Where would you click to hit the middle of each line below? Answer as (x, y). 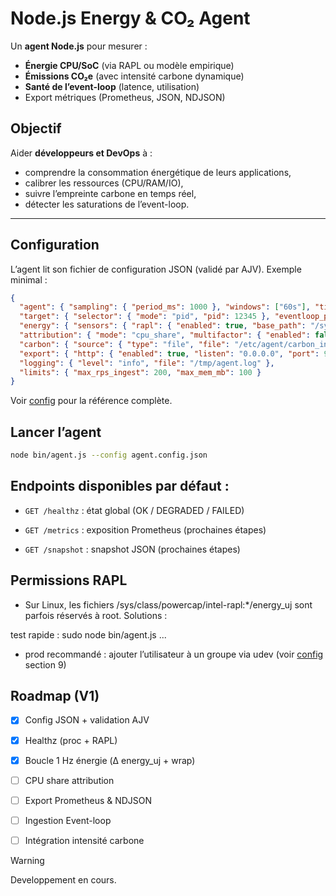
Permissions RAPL (69, 580)
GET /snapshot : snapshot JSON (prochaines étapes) (132, 549)
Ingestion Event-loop (68, 820)
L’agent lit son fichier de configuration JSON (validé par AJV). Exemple (156, 269)
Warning (27, 860)
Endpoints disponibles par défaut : (120, 486)
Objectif (36, 128)
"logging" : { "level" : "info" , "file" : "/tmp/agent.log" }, (147, 363)
